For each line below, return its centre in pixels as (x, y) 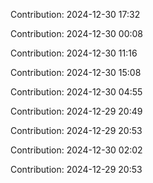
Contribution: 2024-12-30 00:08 (77, 33)
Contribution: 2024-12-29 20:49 (76, 111)
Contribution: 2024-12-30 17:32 (75, 14)
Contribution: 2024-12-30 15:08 (76, 72)
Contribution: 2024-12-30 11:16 (74, 53)
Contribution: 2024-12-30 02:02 (76, 150)
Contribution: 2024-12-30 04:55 (76, 92)
